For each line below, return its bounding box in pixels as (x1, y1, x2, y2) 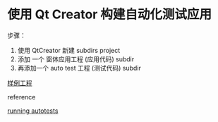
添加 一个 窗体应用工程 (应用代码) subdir (17, 54, 135, 63)
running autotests (7, 106, 59, 115)
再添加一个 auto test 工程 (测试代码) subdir (17, 63, 141, 72)
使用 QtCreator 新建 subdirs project (17, 46, 121, 54)
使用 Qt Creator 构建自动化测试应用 (7, 6, 212, 23)
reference (7, 92, 36, 101)
